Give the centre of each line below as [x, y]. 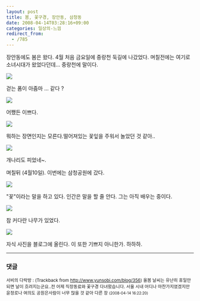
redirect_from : [25, 34]
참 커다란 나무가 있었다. [33, 220]
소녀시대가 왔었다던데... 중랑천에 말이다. [52, 64]
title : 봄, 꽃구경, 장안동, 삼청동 [44, 17]
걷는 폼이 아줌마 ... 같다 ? [35, 88]
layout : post [22, 12]
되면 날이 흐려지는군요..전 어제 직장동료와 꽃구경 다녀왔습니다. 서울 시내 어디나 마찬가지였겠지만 [98, 287]
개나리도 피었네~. [26, 160]
